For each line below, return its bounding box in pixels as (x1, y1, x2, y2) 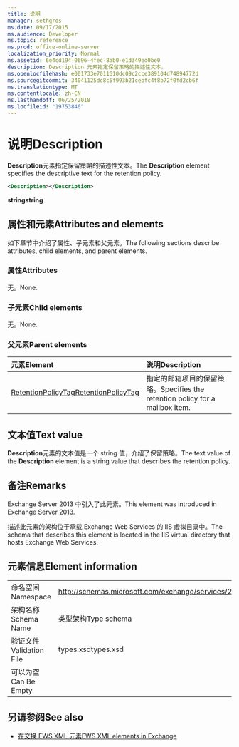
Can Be (11, 676, 36, 686)
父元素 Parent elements (7, 340, 87, 350)
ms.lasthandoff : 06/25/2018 (7, 97, 91, 104)
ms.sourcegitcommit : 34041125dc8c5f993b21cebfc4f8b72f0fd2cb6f (7, 76, 199, 84)
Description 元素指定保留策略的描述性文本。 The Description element (7, 161, 210, 170)
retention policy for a (146, 393, 216, 403)
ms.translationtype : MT (7, 83, 78, 91)
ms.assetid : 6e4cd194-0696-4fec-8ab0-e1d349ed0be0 (7, 57, 161, 64)
